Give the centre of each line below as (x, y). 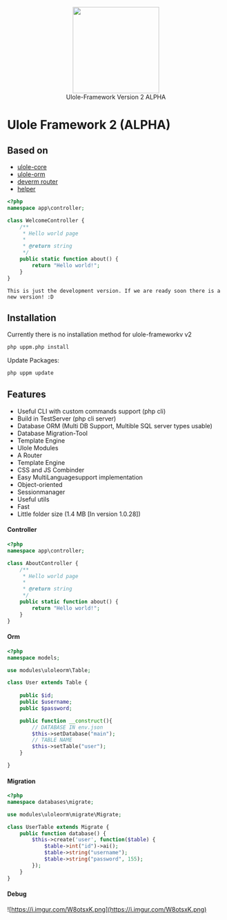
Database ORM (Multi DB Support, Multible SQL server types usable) (115, 425)
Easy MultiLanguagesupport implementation (80, 477)
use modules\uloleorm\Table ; (49, 670)
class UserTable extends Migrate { (58, 827)
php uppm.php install (38, 347)
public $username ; (46, 702)
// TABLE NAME (52, 740)
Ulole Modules (38, 448)
